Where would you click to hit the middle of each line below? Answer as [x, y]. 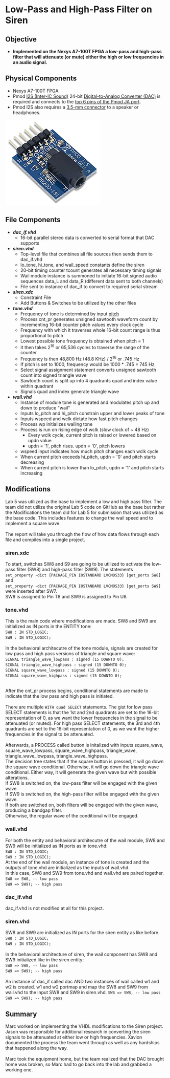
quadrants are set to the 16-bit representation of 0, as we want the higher [82, 729]
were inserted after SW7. [31, 591]
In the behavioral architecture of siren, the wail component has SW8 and [81, 954]
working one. [19, 1070]
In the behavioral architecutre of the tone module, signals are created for [82, 648]
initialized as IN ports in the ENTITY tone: [48, 627]
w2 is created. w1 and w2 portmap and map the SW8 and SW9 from [77, 987]
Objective [21, 39]
